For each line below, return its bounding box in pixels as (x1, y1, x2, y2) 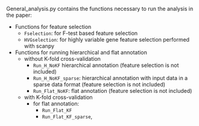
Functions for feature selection (14, 24, 92, 30)
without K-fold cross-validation (24, 55, 101, 62)
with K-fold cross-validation (24, 93, 93, 101)
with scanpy (24, 42, 55, 49)
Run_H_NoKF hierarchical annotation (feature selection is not (33, 61, 179, 69)
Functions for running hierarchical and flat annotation (14, 49, 148, 56)
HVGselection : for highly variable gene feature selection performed (24, 36, 190, 43)
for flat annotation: (33, 100, 80, 107)
